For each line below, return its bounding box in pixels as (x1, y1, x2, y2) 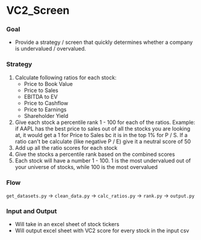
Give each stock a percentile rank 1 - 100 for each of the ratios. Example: (14, 118, 196, 126)
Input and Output (6, 207, 57, 215)
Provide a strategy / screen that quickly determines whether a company (14, 38, 193, 46)
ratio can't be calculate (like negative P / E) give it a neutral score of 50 (14, 138, 191, 145)
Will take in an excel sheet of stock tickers (14, 221, 120, 228)
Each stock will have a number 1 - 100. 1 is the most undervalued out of (14, 157, 191, 164)
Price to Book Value (23, 80, 73, 87)
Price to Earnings (23, 106, 67, 113)
